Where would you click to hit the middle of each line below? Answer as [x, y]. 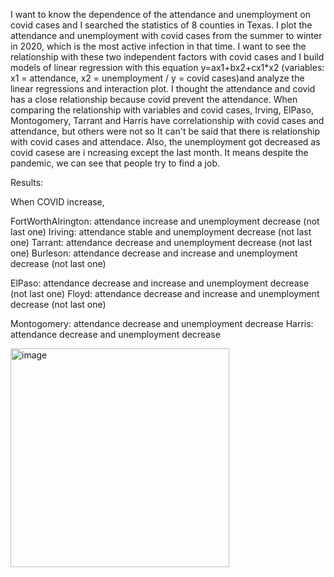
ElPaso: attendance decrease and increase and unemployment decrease [160, 283]
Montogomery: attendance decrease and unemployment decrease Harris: [162, 323]
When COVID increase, [57, 202]
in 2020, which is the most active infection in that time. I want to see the [158, 46]
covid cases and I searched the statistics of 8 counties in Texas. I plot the [161, 25]
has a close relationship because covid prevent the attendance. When [154, 99]
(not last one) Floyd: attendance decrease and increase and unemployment [165, 293]
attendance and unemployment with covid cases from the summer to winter [166, 35]
